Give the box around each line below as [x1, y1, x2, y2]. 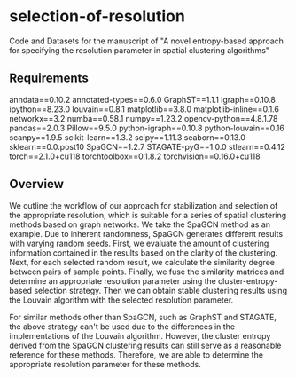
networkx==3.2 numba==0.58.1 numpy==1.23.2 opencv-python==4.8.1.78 [9, 113, 278, 123]
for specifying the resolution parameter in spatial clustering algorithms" [9, 44, 270, 55]
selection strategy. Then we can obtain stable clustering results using [34, 285, 288, 295]
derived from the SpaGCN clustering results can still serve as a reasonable [9, 340, 282, 350]
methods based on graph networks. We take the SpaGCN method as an [9, 219, 271, 230]
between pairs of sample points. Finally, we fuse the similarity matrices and [9, 266, 284, 277]
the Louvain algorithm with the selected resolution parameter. [9, 295, 234, 305]
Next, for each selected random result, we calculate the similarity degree [9, 256, 275, 267]
